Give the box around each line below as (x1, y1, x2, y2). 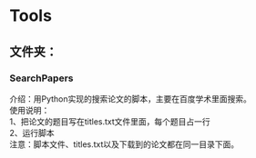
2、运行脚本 (9, 127, 55, 138)
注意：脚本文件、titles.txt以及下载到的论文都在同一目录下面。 (9, 138, 240, 150)
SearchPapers (9, 72, 74, 84)
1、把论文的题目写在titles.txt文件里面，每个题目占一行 (9, 115, 211, 127)
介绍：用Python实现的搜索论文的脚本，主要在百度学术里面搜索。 (9, 93, 252, 104)
